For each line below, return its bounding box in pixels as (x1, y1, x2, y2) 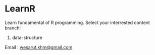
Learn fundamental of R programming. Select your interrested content (5, 19, 150, 25)
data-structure (12, 34, 42, 40)
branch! (5, 24, 21, 30)
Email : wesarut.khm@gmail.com (5, 44, 73, 50)
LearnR (5, 3, 36, 14)
